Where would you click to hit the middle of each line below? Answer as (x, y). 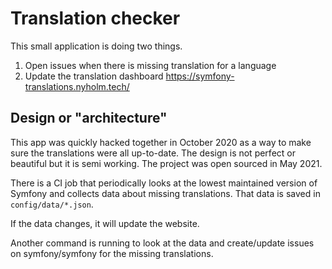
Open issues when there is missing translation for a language (150, 65)
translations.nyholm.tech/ (77, 86)
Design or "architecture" (89, 118)
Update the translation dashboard (94, 76)
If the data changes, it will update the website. (105, 223)
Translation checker (95, 18)
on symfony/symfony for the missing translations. (112, 253)
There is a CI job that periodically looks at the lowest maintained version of (164, 183)
